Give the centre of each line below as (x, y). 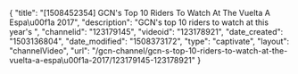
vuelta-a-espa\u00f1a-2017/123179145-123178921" (103, 60)
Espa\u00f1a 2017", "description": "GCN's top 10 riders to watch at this (139, 22)
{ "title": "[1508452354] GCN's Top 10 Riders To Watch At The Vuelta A (140, 13)
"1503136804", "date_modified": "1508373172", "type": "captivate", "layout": (149, 41)
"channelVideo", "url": (50, 51)
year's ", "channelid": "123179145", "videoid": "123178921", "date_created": (146, 32)
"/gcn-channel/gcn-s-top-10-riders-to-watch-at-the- (190, 51)
